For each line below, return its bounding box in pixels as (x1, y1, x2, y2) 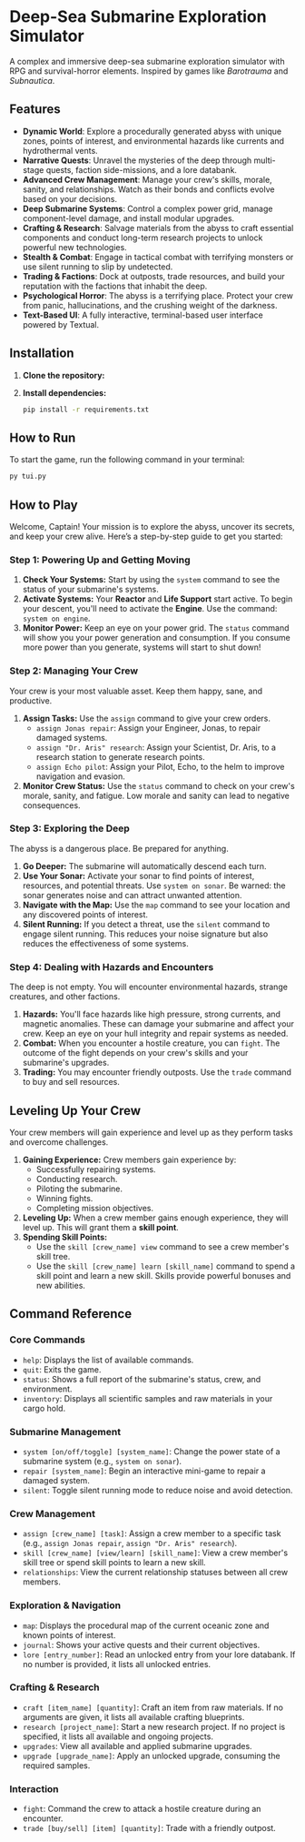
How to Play (9, 497, 79, 512)
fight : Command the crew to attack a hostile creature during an (22, 1804, 261, 1815)
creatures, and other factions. (9, 991, 121, 1002)
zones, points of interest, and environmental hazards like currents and (22, 135, 284, 147)
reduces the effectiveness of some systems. (22, 937, 189, 948)
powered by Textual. (22, 319, 100, 329)
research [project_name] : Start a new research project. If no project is (22, 1721, 286, 1732)
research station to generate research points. (35, 751, 206, 762)
